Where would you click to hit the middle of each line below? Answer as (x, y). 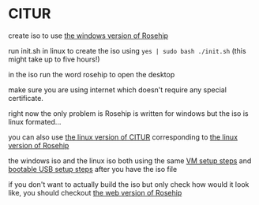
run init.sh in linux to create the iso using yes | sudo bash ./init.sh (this (127, 50)
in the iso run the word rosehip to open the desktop (92, 74)
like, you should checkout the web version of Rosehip (95, 192)
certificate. (26, 98)
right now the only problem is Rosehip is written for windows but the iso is (128, 113)
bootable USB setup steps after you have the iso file (93, 169)
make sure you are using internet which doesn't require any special (118, 89)
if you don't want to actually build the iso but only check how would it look (129, 184)
